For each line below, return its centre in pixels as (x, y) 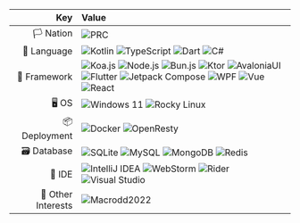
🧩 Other (57, 194)
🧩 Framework (45, 77)
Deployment (47, 136)
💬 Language (47, 51)
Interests (54, 206)
